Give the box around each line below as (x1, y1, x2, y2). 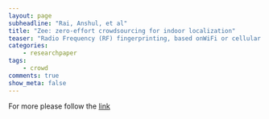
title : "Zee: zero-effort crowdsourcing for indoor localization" (8, 27, 236, 35)
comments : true (8, 72, 60, 80)
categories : (8, 42, 48, 50)
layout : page (8, 11, 52, 20)
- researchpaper (23, 49, 78, 57)
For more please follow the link (8, 101, 110, 111)
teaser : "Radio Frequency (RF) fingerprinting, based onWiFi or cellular (8, 34, 262, 43)
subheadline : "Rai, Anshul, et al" (8, 19, 128, 27)
